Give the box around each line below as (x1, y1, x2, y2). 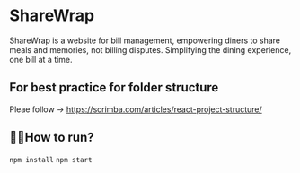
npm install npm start (9, 155, 93, 164)
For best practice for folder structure (9, 80, 219, 95)
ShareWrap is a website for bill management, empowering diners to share (9, 35, 281, 46)
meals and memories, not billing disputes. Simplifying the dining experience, (9, 44, 292, 55)
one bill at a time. (9, 54, 74, 65)
